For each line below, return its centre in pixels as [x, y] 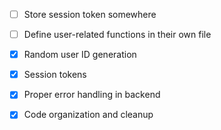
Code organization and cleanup [88, 115]
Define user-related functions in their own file [117, 35]
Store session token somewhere [90, 14]
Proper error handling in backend [92, 95]
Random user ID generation [80, 55]
